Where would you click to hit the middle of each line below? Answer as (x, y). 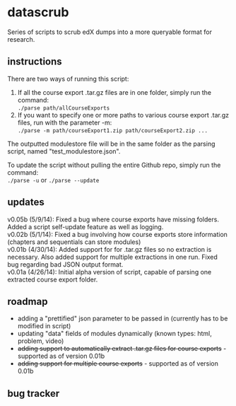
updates (26, 202)
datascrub (38, 12)
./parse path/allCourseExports (64, 108)
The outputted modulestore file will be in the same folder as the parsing (111, 144)
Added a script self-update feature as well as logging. (85, 226)
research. (21, 39)
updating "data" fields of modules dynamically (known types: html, (114, 334)
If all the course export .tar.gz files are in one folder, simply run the (114, 92)
